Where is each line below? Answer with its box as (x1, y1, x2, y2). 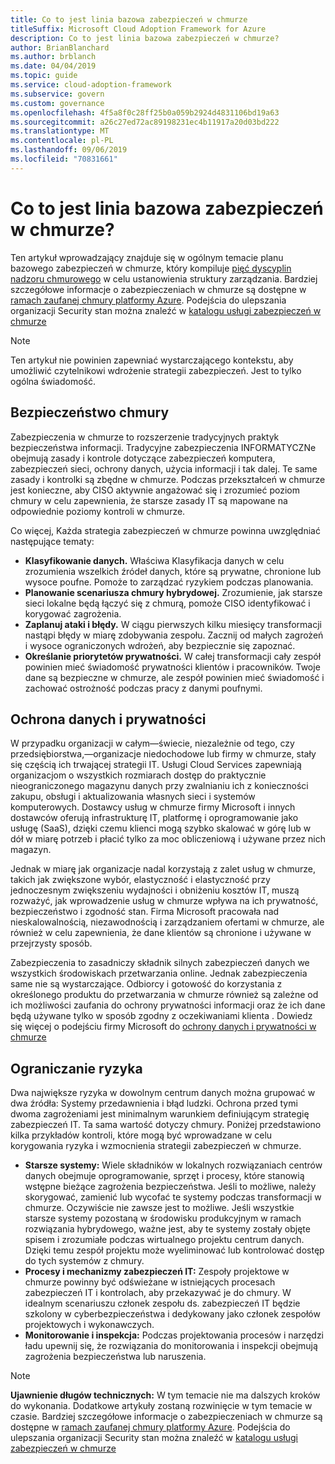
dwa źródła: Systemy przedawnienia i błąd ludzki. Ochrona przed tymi (10, 1097, 298, 1110)
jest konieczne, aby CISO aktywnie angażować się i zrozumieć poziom (10, 484, 301, 496)
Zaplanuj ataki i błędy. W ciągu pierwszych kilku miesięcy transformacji (24, 618, 323, 630)
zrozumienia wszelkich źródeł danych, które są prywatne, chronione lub (24, 565, 322, 577)
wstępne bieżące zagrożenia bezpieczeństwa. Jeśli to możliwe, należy (24, 1181, 317, 1193)
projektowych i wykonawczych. (24, 1319, 155, 1331)
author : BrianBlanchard (10, 42, 110, 53)
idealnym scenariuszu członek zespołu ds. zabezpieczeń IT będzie (24, 1297, 301, 1310)
